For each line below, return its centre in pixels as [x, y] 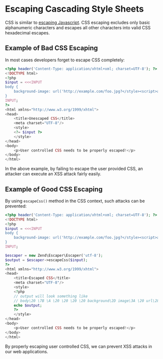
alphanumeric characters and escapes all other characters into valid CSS [78, 27]
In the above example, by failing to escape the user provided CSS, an [74, 169]
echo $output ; [28, 305]
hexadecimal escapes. [27, 33]
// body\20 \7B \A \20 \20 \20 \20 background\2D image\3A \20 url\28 [87, 301]
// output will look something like [51, 296]
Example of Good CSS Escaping [54, 189]
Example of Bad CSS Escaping [51, 48]
